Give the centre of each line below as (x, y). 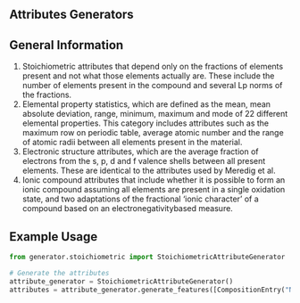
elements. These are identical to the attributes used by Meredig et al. (149, 171)
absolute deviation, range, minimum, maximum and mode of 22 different (155, 114)
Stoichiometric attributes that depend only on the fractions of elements (153, 67)
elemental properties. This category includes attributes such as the (146, 123)
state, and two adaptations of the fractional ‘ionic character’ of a (140, 199)
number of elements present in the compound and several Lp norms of (152, 86)
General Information (67, 45)
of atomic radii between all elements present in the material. (132, 143)
